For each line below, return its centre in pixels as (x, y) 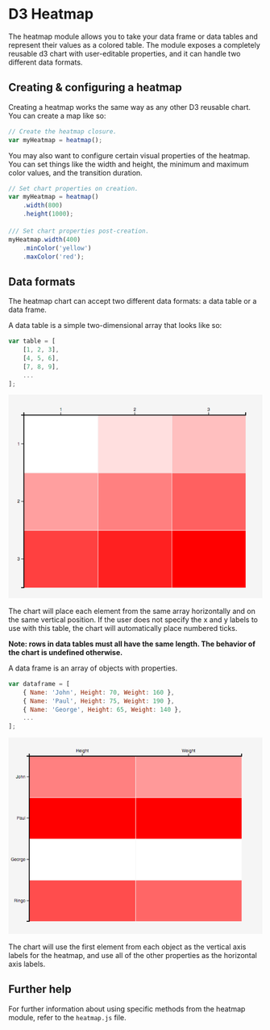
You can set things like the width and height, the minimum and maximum (129, 164)
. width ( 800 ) (43, 206)
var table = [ (32, 341)
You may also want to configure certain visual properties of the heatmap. (129, 155)
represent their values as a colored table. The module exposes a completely (134, 44)
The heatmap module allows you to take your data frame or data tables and (133, 36)
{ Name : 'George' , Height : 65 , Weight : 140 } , (102, 709)
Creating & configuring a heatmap (96, 88)
